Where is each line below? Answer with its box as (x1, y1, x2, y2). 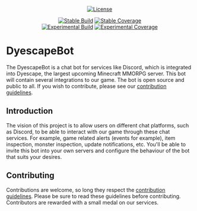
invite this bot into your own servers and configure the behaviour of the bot (6, 147, 190, 154)
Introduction (6, 106, 53, 116)
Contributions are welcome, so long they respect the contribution (6, 186, 166, 193)
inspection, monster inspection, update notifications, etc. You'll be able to (6, 140, 186, 148)
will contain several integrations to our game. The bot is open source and (6, 76, 185, 83)
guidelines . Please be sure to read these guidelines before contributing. (6, 193, 181, 200)
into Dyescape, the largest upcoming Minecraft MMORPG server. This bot (6, 70, 186, 77)
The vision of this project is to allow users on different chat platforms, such (6, 122, 189, 129)
